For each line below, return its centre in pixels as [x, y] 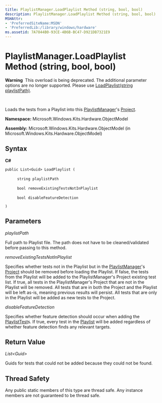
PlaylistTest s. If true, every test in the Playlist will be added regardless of [78, 322]
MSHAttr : [14, 19]
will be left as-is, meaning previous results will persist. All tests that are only [81, 292]
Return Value [25, 342]
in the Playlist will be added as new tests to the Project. [60, 297]
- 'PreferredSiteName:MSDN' [34, 23]
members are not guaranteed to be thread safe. [53, 396]
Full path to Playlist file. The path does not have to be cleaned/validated [77, 242]
